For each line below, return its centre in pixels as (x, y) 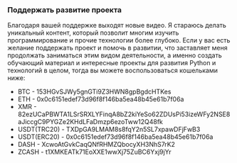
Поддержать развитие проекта (65, 10)
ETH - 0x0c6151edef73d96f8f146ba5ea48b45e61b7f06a (101, 99)
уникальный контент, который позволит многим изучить (93, 33)
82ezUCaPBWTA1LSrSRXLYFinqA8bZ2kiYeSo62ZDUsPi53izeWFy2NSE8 (124, 114)
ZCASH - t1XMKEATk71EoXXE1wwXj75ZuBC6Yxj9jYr (95, 152)
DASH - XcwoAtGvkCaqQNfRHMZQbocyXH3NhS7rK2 (96, 145)
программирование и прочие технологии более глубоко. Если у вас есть (119, 40)
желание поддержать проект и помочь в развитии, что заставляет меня (117, 48)
